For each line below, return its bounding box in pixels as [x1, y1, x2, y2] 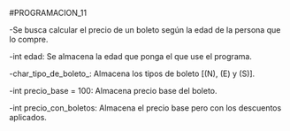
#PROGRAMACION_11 [9, 8, 87, 18]
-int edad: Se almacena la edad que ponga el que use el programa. [9, 51, 252, 61]
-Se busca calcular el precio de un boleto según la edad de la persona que [9, 25, 281, 35]
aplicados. [9, 112, 47, 122]
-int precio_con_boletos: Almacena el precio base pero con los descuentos [9, 103, 282, 113]
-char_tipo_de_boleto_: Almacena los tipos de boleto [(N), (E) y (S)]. [9, 68, 256, 79]
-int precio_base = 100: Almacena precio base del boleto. [9, 86, 218, 96]
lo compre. [9, 35, 49, 44]
